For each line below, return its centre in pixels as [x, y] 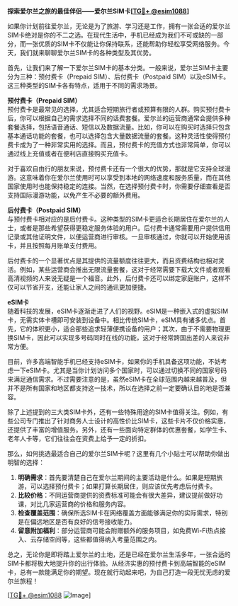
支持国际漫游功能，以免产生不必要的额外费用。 [75, 195]
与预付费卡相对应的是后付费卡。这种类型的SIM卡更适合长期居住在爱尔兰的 [115, 219]
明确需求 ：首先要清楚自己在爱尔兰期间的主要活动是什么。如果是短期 [117, 478]
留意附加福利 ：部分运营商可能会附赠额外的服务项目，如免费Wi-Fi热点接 [122, 531]
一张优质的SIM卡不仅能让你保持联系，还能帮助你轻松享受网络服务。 [125, 44]
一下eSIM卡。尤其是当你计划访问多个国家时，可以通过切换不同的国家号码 [120, 370]
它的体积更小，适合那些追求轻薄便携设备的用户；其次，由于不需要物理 [122, 329]
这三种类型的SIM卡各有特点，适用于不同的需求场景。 [84, 85]
